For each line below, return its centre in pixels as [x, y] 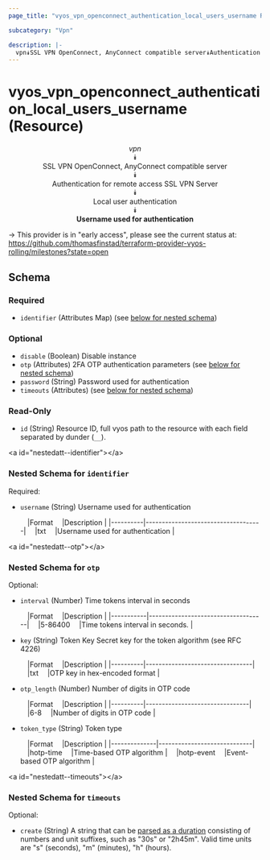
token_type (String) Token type [71, 729]
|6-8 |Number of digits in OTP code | [91, 713]
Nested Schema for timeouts [65, 797]
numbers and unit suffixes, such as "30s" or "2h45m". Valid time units [135, 839]
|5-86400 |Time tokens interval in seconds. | [116, 625]
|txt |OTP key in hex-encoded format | [94, 673]
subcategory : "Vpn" [41, 30]
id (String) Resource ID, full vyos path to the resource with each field [134, 428]
